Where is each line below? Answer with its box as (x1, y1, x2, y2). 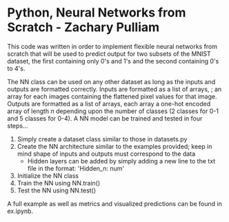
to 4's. (7, 64, 26, 72)
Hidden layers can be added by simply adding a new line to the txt (27, 157, 216, 165)
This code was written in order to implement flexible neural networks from (7, 42, 218, 50)
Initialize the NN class (17, 171, 79, 180)
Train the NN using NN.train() (17, 179, 101, 187)
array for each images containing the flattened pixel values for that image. (7, 92, 217, 101)
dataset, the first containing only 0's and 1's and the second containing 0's (7, 57, 219, 65)
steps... (7, 121, 29, 130)
